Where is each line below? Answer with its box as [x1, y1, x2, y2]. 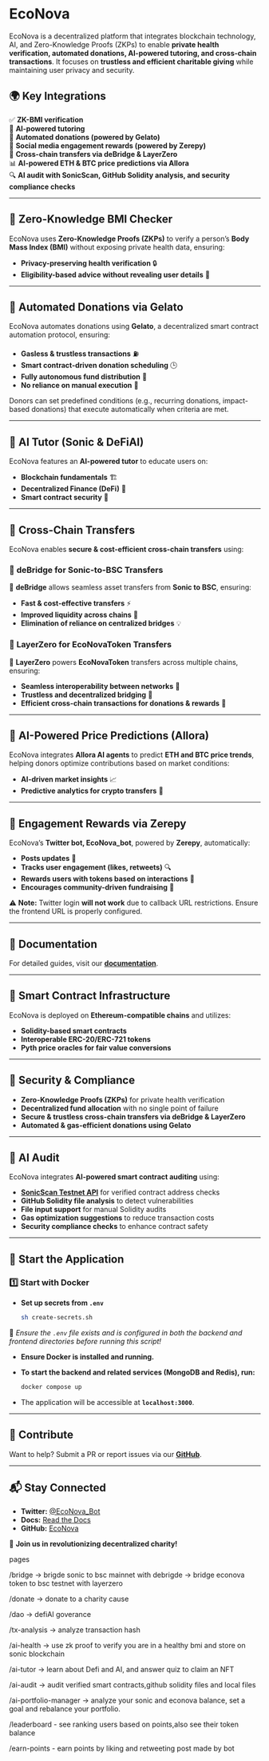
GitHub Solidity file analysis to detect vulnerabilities [20, 1196, 194, 1206]
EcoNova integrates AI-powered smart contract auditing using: [9, 1172, 220, 1182]
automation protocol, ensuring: [9, 330, 111, 340]
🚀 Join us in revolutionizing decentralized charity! [9, 1539, 178, 1548]
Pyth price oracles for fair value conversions [20, 1043, 172, 1052]
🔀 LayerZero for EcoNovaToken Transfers [9, 639, 172, 650]
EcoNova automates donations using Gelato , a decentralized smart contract [9, 322, 259, 331]
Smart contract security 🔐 [20, 493, 109, 502]
